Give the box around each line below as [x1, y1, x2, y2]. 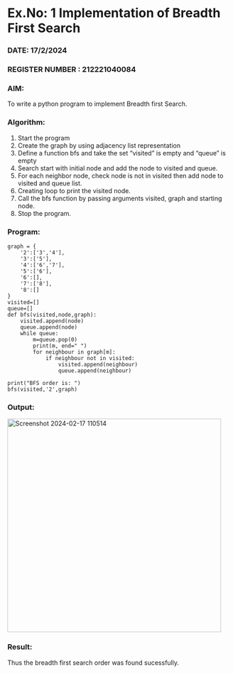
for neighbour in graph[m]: [33, 348, 116, 356]
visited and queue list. [17, 179, 82, 187]
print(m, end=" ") [33, 342, 87, 349]
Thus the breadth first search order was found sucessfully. [7, 658, 180, 667]
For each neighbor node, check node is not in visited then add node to [17, 171, 224, 180]
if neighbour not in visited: [45, 354, 135, 362]
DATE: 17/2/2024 [7, 45, 67, 55]
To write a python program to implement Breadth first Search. [7, 99, 188, 108]
